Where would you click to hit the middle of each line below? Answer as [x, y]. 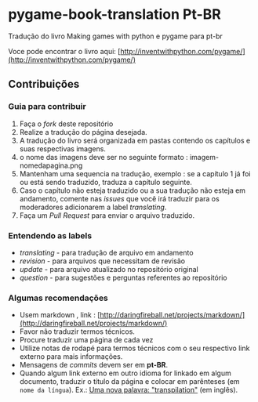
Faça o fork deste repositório [66, 124]
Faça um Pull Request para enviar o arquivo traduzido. [107, 215]
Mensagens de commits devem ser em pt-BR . [94, 365]
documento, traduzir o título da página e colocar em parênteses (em [130, 382]
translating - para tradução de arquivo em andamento [106, 252]
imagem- [204, 157]
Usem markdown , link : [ [60, 315]
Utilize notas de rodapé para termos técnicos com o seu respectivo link [134, 348]
